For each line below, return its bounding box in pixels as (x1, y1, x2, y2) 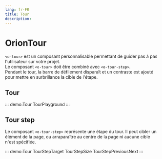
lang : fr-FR (5, 7, 29, 12)
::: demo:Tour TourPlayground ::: (5, 101, 70, 108)
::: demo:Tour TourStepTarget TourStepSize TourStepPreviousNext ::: (5, 148, 143, 154)
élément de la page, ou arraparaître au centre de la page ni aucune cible (5, 134, 150, 139)
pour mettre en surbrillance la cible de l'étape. (5, 74, 98, 80)
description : (5, 16, 32, 21)
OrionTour (5, 37, 47, 48)
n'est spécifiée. (5, 139, 36, 145)
